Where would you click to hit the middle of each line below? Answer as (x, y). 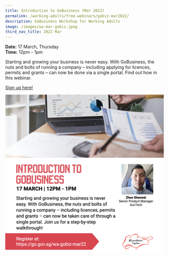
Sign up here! (19, 88)
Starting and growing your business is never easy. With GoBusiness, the (80, 62)
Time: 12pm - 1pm (24, 52)
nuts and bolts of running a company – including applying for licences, (78, 67)
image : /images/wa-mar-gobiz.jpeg (41, 27)
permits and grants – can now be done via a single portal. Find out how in (81, 72)
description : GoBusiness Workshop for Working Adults (63, 21)
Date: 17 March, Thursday (32, 47)
